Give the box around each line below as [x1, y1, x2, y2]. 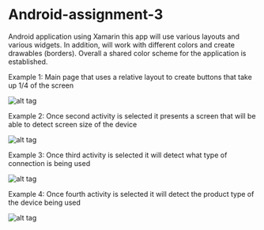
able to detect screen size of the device [8, 119, 138, 129]
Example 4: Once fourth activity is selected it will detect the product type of [8, 189, 255, 198]
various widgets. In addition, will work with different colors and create [8, 40, 236, 49]
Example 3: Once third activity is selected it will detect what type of [8, 150, 228, 160]
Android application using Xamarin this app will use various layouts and [8, 32, 239, 41]
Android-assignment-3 [8, 6, 164, 24]
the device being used [8, 198, 81, 207]
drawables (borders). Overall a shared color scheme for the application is [8, 48, 247, 58]
